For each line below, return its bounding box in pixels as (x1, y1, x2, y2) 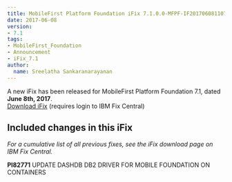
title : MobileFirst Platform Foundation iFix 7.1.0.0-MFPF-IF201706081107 (7, 10, 227, 17)
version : (7, 23, 32, 30)
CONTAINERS (7, 168, 46, 176)
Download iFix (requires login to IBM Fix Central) (7, 102, 145, 110)
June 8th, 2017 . (7, 94, 53, 102)
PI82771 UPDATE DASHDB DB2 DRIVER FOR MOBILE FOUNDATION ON (7, 161, 211, 170)
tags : (7, 36, 23, 43)
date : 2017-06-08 (7, 17, 57, 24)
